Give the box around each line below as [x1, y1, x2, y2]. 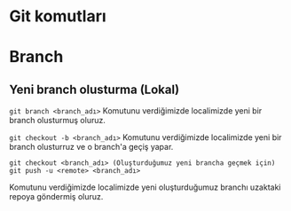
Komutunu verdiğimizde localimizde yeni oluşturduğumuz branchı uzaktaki [9, 182, 281, 192]
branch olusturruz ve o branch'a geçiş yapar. [9, 142, 174, 152]
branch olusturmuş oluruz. [9, 115, 106, 126]
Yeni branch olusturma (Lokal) [9, 82, 180, 97]
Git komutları [9, 6, 106, 27]
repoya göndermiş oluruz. [9, 191, 104, 202]
